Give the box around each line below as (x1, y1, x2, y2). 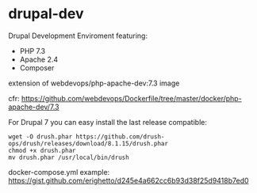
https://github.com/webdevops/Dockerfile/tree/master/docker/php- (21, 93, 242, 103)
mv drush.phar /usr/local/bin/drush (8, 153, 129, 161)
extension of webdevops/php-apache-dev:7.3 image (8, 78, 180, 88)
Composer (19, 62, 55, 72)
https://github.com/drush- (75, 132, 165, 141)
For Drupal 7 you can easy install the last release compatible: (8, 117, 208, 127)
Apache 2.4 (19, 55, 59, 64)
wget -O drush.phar (8, 132, 73, 141)
